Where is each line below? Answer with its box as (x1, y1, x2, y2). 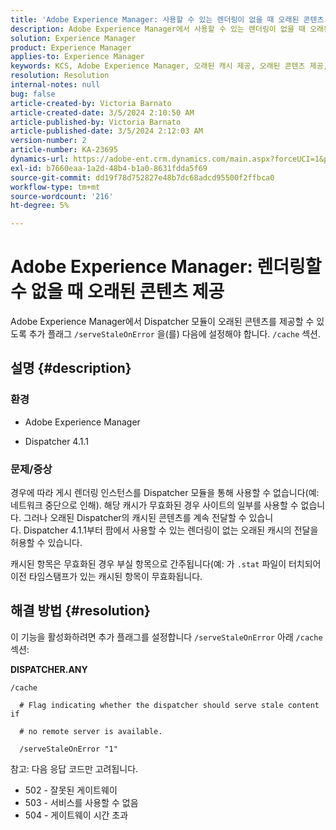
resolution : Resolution (10, 71, 110, 81)
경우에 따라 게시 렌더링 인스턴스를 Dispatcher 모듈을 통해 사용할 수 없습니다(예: (10, 487, 320, 499)
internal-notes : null (10, 80, 101, 90)
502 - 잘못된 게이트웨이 (24, 784, 118, 796)
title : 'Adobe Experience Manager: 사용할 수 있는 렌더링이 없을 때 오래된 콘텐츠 (10, 14, 325, 25)
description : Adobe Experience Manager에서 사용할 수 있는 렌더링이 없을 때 (10, 24, 306, 34)
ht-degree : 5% (10, 201, 70, 211)
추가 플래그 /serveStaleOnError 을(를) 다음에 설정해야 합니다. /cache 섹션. (28, 328, 322, 340)
